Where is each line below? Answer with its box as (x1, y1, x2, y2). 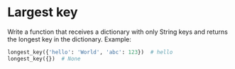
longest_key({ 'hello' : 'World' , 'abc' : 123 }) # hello (7, 49, 173, 56)
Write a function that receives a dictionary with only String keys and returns (7, 27, 229, 36)
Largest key (7, 4, 78, 20)
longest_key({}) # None (7, 55, 81, 62)
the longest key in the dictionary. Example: (7, 34, 131, 43)
